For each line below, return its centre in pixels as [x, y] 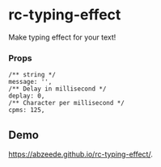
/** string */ [32, 75]
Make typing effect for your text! [62, 37]
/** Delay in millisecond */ [57, 89]
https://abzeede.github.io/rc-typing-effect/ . [81, 154]
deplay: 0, [27, 96]
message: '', [30, 82]
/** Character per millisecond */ [67, 103]
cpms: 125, [27, 111]
